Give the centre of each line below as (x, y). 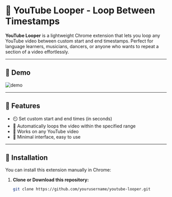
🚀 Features (23, 106)
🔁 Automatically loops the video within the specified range (74, 126)
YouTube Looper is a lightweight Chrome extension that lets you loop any (83, 35)
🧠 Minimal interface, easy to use (47, 137)
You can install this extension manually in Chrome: (58, 170)
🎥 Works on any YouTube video (46, 131)
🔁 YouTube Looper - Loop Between (80, 10)
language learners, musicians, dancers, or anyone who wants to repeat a (82, 46)
